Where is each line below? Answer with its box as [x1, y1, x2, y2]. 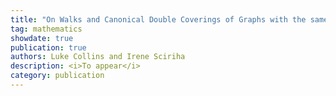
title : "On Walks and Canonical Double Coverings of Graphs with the [10, 14, 307, 25]
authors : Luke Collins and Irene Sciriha [10, 52, 186, 62]
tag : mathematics [10, 24, 83, 34]
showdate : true [10, 33, 74, 43]
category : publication [10, 71, 105, 81]
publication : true [10, 42, 87, 53]
